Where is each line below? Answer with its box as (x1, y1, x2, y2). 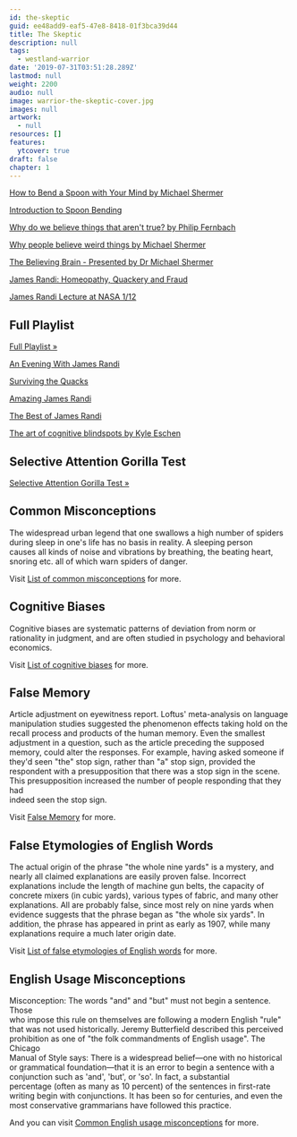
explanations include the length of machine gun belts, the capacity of (9, 881, 265, 892)
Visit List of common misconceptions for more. (9, 573, 182, 584)
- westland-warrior (17, 55, 90, 64)
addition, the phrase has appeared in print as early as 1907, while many (9, 919, 271, 929)
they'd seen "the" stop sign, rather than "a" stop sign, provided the (9, 757, 256, 767)
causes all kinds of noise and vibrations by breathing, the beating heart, (9, 546, 274, 557)
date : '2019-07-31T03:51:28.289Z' (9, 64, 139, 73)
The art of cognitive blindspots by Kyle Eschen (9, 428, 182, 439)
